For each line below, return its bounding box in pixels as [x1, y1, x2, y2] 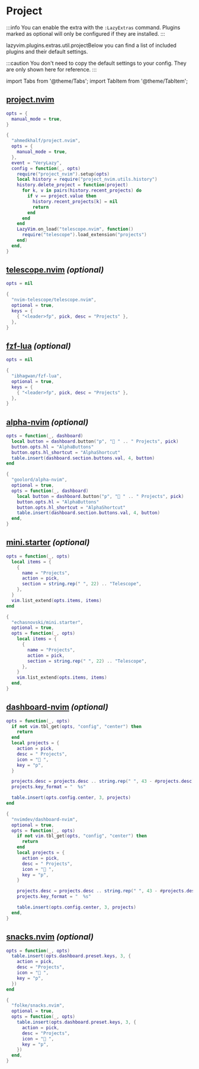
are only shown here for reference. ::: [6, 65, 97, 73]
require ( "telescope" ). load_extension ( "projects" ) [21, 232, 147, 238]
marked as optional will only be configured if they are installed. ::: [6, 30, 165, 37]
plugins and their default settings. [6, 48, 88, 55]
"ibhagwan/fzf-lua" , [11, 373, 62, 379]
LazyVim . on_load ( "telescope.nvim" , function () [17, 226, 134, 233]
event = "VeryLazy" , [11, 159, 62, 166]
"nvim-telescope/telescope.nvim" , [11, 297, 97, 303]
